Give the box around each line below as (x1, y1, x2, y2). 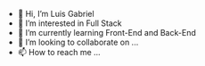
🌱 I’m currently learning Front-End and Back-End (17, 28, 196, 37)
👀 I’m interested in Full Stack (17, 18, 122, 29)
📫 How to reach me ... (17, 47, 101, 57)
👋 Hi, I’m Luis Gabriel (17, 9, 95, 19)
